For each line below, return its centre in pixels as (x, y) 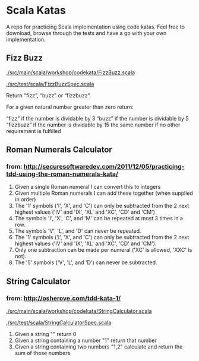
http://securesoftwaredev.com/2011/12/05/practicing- (104, 167)
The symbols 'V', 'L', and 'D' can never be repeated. (78, 231)
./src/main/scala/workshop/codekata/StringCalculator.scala (79, 311)
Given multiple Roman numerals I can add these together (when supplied (104, 193)
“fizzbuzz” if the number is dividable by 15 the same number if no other (93, 125)
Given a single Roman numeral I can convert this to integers (88, 187)
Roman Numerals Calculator (59, 150)
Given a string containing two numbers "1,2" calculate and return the (99, 347)
